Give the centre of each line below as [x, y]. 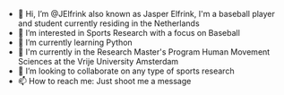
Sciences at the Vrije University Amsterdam [98, 61]
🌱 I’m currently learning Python [75, 42]
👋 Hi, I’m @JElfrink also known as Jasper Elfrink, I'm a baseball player [146, 14]
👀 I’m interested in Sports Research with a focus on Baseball [129, 33]
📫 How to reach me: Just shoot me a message [104, 81]
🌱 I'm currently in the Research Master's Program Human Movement [144, 52]
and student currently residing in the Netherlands [108, 23]
